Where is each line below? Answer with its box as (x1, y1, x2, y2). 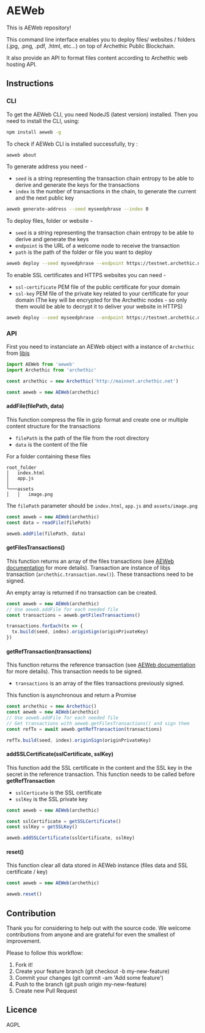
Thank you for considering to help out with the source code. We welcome (6, 925, 191, 931)
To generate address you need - (6, 163, 87, 170)
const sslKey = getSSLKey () (6, 824, 78, 830)
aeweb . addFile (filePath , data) (6, 531, 86, 537)
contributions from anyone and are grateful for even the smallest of (6, 931, 175, 938)
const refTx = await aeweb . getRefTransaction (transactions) (6, 726, 163, 732)
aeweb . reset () (6, 891, 43, 897)
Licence (6, 1005, 38, 1015)
